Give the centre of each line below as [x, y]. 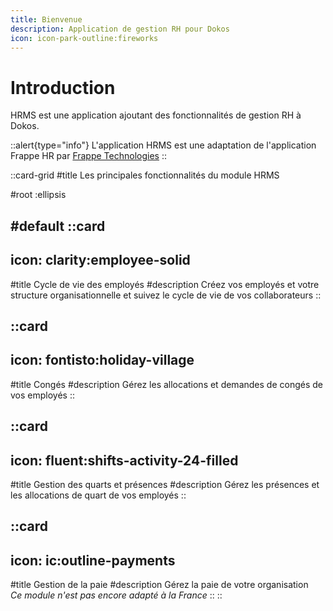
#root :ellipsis [38, 195]
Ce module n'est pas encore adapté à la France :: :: [116, 595]
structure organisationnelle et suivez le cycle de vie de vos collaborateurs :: [166, 295]
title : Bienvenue [46, 19]
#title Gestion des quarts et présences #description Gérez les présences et [165, 484]
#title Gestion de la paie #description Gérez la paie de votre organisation [159, 585]
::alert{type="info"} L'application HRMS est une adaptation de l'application [163, 145]
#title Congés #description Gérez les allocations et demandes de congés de [166, 384]
